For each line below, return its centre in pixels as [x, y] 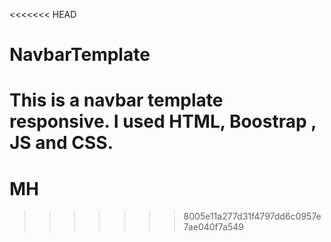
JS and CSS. [61, 143]
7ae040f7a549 [213, 227]
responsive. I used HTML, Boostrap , [163, 121]
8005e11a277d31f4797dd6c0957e [252, 216]
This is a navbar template [116, 100]
